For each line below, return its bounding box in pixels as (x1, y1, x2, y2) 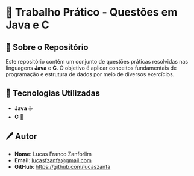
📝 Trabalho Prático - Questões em (5, 5, 178, 19)
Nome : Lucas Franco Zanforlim (14, 150, 92, 157)
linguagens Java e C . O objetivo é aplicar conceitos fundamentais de (5, 64, 177, 71)
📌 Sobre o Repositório (5, 42, 89, 52)
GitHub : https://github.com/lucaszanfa (14, 163, 111, 170)
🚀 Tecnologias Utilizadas (5, 88, 100, 99)
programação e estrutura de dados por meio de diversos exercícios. (5, 71, 175, 77)
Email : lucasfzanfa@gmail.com (14, 156, 92, 164)
